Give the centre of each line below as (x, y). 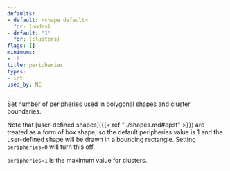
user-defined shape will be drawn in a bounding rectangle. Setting (101, 140)
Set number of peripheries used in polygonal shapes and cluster (99, 104)
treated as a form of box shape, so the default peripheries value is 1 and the (115, 132)
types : (17, 71)
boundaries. (24, 111)
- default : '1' (29, 33)
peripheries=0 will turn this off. (51, 147)
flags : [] (21, 46)
